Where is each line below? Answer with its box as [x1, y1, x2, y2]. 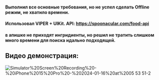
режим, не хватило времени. [5, 9, 69, 15]
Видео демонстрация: [5, 52, 79, 60]
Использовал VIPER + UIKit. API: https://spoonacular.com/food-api [5, 20, 149, 27]
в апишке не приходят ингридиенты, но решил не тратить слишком [5, 32, 154, 38]
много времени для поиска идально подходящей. [5, 37, 116, 43]
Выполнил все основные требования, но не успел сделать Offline [5, 4, 149, 10]
